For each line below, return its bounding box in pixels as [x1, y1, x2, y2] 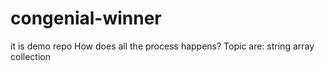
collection [10, 50, 51, 62]
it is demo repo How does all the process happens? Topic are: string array [10, 40, 315, 52]
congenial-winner [10, 7, 162, 30]
